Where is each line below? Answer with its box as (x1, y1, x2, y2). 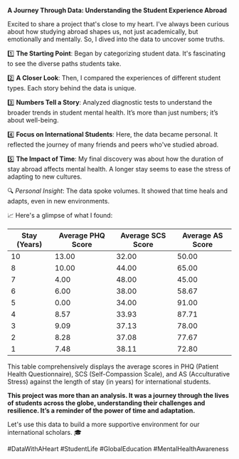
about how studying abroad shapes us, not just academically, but (7, 28, 198, 36)
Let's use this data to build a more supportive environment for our (7, 420, 201, 428)
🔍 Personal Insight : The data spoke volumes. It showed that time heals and (7, 186, 228, 195)
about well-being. (7, 116, 59, 124)
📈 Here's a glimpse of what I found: (7, 211, 113, 219)
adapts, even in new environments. (7, 197, 110, 205)
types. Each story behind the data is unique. (7, 84, 137, 92)
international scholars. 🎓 (7, 428, 82, 436)
